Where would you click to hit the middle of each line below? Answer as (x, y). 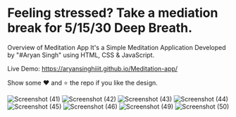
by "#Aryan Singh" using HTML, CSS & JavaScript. (81, 55)
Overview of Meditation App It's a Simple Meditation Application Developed (117, 47)
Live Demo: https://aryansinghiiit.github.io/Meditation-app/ (93, 68)
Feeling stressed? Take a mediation (113, 13)
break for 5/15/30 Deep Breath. (100, 28)
